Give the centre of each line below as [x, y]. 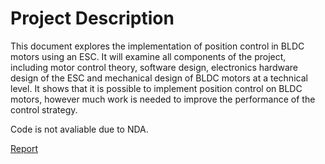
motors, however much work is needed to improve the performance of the [163, 99]
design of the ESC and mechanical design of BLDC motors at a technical [159, 78]
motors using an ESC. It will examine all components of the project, [148, 56]
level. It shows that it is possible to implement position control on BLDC [156, 88]
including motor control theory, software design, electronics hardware [154, 67]
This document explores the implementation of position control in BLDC [157, 46]
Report [24, 148]
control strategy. [44, 109]
